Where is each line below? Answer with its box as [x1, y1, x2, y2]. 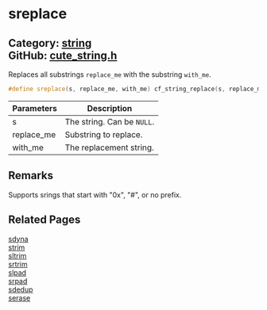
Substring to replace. [64, 128, 143, 140]
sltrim [8, 251, 27, 260]
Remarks [8, 169, 54, 182]
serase [8, 293, 31, 302]
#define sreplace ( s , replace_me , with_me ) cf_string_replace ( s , [8, 85, 226, 93]
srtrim [8, 259, 28, 269]
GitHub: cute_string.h [8, 48, 118, 62]
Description [87, 102, 133, 113]
